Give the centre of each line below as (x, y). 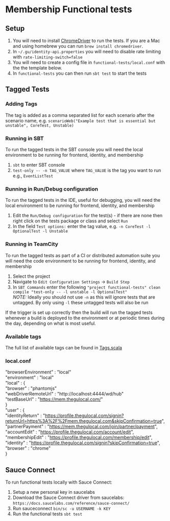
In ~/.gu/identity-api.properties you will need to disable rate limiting (87, 51)
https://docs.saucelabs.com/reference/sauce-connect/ (71, 503)
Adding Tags (21, 104)
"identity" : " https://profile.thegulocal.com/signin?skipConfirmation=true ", (83, 443)
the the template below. (37, 68)
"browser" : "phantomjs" (31, 388)
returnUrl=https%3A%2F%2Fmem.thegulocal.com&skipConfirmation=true (84, 421)
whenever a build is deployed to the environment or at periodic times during (85, 318)
